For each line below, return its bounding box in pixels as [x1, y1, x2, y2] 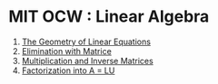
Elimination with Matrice [21, 45, 113, 56]
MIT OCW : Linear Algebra [8, 6, 210, 27]
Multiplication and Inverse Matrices [21, 55, 154, 66]
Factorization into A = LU [21, 65, 115, 76]
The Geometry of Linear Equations [21, 36, 152, 47]
